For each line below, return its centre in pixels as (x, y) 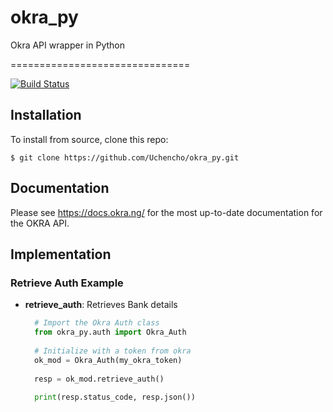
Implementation (61, 254)
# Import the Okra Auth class (97, 323)
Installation (46, 115)
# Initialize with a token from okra (113, 351)
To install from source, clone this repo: (89, 139)
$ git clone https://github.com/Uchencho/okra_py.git (125, 157)
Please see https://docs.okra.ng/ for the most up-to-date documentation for (166, 212)
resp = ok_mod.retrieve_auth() (99, 379)
